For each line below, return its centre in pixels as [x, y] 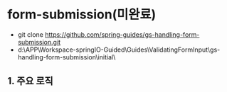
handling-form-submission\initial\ [67, 57]
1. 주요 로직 [30, 81]
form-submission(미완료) [82, 15]
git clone [31, 34]
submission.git [39, 42]
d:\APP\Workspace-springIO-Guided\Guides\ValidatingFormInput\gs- [119, 50]
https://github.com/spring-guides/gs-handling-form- [122, 34]
